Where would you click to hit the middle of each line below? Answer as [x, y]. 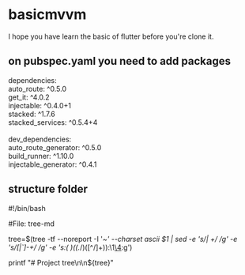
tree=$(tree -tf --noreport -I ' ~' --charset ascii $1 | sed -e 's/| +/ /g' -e [123, 239]
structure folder [48, 189]
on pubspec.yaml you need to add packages [120, 61]
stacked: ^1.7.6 [32, 114]
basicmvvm [47, 15]
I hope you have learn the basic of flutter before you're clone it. [111, 36]
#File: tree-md [32, 224]
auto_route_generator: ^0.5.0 [55, 147]
